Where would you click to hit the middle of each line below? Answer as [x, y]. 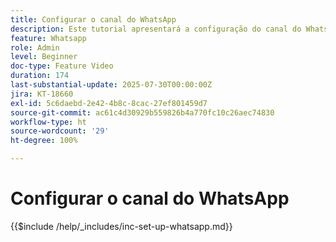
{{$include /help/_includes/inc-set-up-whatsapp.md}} [121, 226]
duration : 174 [40, 76]
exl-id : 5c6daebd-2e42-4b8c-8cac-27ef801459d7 [109, 103]
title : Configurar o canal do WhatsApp [93, 19]
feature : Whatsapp [48, 38]
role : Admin [35, 47]
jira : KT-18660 [42, 94]
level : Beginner [44, 57]
